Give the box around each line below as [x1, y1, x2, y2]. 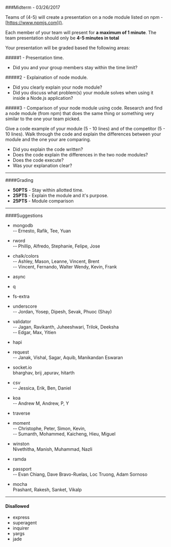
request [12, 349, 29, 355]
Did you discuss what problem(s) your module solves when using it [12, 90, 154, 96]
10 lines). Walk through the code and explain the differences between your [5, 131, 161, 137]
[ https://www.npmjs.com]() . [5, 20, 64, 25]
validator [12, 318, 32, 324]
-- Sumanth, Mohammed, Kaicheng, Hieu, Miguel [12, 431, 116, 437]
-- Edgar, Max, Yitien [12, 330, 56, 335]
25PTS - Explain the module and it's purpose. [12, 193, 108, 198]
